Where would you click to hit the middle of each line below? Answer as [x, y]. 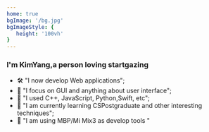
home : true [23, 14]
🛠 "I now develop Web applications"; [71, 80]
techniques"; [35, 113]
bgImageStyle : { [30, 27]
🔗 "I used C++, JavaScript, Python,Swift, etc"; [83, 98]
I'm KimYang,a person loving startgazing [78, 65]
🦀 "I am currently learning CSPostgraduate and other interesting [109, 106]
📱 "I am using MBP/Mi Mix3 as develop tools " [83, 121]
